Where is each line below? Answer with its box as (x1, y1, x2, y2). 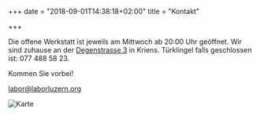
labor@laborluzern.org (8, 84, 81, 93)
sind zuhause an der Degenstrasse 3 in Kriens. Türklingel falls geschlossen (8, 45, 252, 54)
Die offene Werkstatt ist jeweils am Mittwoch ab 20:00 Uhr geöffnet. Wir (8, 37, 243, 46)
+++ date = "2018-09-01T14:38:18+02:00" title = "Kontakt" (8, 7, 199, 16)
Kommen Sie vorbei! (8, 69, 74, 78)
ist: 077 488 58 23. (8, 54, 70, 63)
